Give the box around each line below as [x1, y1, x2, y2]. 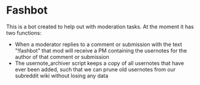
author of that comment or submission [14, 53, 109, 60]
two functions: [6, 29, 42, 36]
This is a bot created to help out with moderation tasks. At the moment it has [6, 23, 194, 30]
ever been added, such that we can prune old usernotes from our [14, 66, 176, 73]
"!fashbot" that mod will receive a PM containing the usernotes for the [14, 47, 187, 54]
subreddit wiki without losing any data [14, 72, 109, 79]
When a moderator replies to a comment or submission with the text [14, 41, 182, 48]
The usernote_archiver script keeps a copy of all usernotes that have [14, 60, 184, 67]
